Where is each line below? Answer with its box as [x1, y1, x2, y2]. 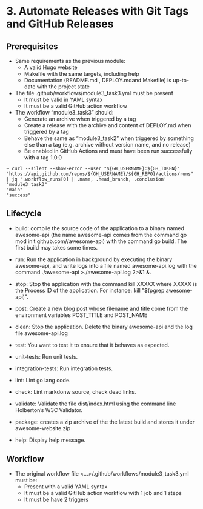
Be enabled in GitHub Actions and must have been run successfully [24, 147, 193, 155]
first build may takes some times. [15, 244, 98, 251]
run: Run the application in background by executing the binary [15, 256, 173, 263]
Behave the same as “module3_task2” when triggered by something [24, 135, 194, 142]
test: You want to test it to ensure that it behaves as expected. [15, 341, 170, 348]
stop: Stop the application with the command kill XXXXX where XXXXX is [15, 280, 198, 287]
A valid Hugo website [24, 64, 78, 71]
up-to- [172, 77, 190, 84]
